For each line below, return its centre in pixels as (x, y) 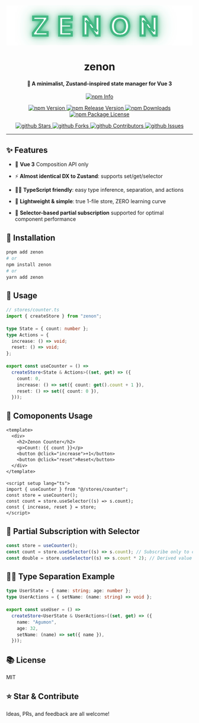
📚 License (26, 660)
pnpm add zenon (25, 252)
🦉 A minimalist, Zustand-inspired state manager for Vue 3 (99, 83)
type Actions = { (28, 335)
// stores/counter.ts (33, 310)
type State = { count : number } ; (47, 329)
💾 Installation (31, 238)
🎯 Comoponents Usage (49, 416)
